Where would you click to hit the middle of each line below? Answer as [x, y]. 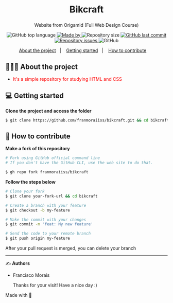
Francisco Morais [31, 275]
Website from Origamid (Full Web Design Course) [86, 25]
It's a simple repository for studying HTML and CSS [67, 79]
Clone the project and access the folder [48, 111]
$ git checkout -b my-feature [38, 210]
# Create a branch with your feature [46, 205]
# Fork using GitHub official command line [53, 158]
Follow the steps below [30, 182]
